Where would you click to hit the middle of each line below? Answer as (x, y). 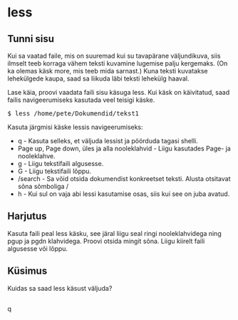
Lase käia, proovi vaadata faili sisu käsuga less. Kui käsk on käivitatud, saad (119, 92)
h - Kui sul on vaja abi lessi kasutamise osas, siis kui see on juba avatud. (124, 194)
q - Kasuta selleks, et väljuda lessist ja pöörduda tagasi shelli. (108, 141)
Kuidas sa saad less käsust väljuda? (60, 288)
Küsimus (27, 271)
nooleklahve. (36, 156)
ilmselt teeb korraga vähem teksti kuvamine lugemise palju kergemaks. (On (118, 63)
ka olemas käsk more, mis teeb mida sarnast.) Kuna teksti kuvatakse (108, 71)
